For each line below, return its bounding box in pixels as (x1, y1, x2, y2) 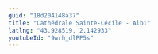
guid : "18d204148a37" (8, 11, 80, 20)
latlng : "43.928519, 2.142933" (8, 26, 112, 34)
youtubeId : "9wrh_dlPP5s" (8, 33, 94, 42)
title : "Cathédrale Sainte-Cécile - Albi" (8, 19, 151, 27)
